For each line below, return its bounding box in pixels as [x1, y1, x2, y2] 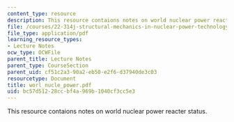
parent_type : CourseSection [7, 62, 89, 69]
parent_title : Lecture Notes [7, 56, 92, 63]
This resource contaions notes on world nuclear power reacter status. [7, 107, 208, 116]
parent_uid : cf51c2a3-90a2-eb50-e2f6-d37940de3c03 [7, 68, 157, 75]
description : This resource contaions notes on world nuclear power [7, 17, 210, 24]
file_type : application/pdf [7, 29, 89, 37]
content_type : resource [7, 10, 77, 17]
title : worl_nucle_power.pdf [7, 82, 92, 89]
